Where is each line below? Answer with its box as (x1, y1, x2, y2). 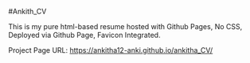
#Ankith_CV (8, 7, 47, 16)
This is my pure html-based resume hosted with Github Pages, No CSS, (8, 22, 243, 31)
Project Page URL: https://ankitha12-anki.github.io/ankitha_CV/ (8, 46, 213, 54)
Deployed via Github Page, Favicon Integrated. (8, 31, 161, 39)
